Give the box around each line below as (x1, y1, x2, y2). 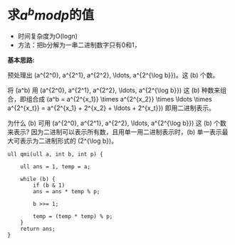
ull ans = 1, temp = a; (20, 163, 91, 170)
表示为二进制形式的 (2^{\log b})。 (19, 136, 118, 146)
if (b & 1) (33, 182, 66, 189)
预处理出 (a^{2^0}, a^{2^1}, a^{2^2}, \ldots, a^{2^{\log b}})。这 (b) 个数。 (7, 71, 219, 80)
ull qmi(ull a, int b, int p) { (7, 151, 103, 158)
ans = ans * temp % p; (33, 188, 100, 195)
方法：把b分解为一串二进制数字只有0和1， (17, 40, 141, 50)
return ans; (20, 225, 56, 233)
